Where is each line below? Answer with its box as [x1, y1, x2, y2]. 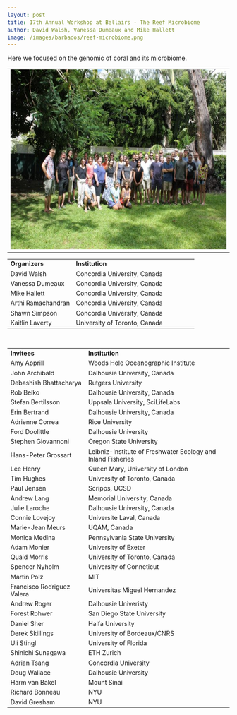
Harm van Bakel [10, 678, 56, 686]
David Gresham [10, 697, 55, 706]
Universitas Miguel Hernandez [87, 586, 176, 594]
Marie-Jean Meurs [10, 523, 66, 532]
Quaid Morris [10, 553, 49, 561]
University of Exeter [87, 543, 146, 551]
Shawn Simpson [10, 308, 58, 317]
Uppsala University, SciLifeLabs [87, 398, 181, 407]
